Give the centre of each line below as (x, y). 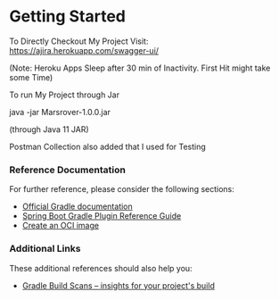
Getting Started (68, 17)
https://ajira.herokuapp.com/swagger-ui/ (84, 50)
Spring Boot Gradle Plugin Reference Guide (102, 216)
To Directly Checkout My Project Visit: (79, 41)
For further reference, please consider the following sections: (122, 189)
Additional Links (45, 249)
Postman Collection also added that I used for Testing (108, 146)
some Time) (31, 77)
